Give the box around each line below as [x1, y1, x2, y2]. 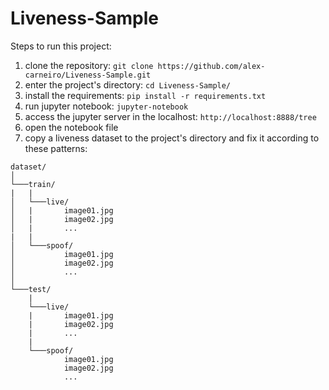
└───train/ [10, 179, 56, 189]
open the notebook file [24, 121, 119, 133]
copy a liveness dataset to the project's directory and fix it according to [24, 132, 320, 144]
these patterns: [24, 142, 88, 154]
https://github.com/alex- [157, 61, 266, 71]
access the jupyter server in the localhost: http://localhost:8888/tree [24, 110, 317, 122]
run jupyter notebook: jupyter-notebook [24, 100, 189, 112]
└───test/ [10, 284, 52, 294]
